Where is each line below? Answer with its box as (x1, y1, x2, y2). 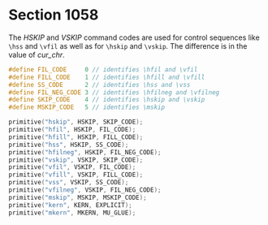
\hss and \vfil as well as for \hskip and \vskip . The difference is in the (8, 41, 248, 50)
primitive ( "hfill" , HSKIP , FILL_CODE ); (8, 132, 144, 141)
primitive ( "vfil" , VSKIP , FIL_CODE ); (8, 163, 136, 171)
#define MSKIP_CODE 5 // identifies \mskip (8, 103, 165, 111)
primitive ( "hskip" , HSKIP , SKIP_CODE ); (8, 118, 144, 127)
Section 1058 (8, 6, 99, 24)
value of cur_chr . (8, 50, 65, 59)
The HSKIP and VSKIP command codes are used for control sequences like (8, 32, 260, 42)
